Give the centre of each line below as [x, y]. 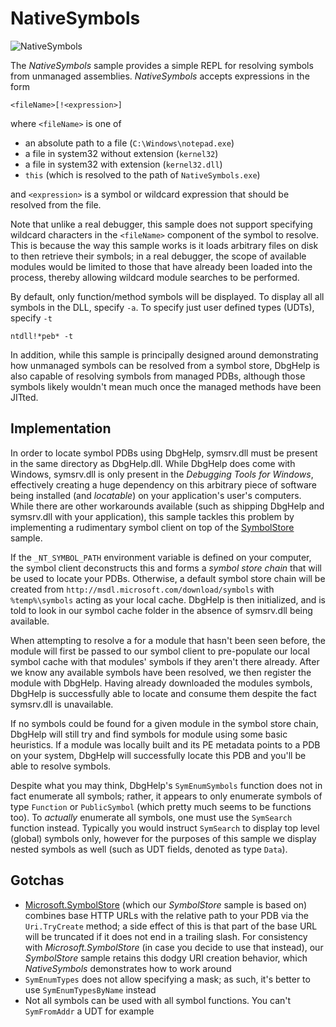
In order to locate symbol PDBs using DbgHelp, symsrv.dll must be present [164, 453]
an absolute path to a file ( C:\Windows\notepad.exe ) [129, 143]
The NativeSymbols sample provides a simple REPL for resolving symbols [162, 65]
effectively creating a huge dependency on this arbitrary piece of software [164, 484]
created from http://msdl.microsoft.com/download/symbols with [142, 589]
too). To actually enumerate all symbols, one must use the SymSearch [151, 817]
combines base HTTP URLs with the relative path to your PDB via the [166, 915]
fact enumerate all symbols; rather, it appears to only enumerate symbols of [166, 796]
